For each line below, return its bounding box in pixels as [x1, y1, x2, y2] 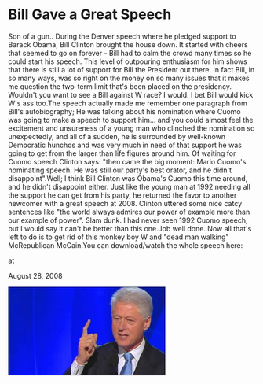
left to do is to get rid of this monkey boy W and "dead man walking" [8, 232, 229, 242]
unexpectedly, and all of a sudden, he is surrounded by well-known [8, 131, 226, 141]
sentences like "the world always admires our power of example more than [8, 207, 250, 216]
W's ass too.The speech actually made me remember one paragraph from [8, 98, 247, 108]
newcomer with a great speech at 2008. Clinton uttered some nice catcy [8, 198, 242, 208]
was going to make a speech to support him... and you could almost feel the [8, 115, 254, 124]
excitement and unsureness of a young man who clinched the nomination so [8, 124, 255, 133]
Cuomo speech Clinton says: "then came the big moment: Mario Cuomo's [8, 157, 247, 166]
